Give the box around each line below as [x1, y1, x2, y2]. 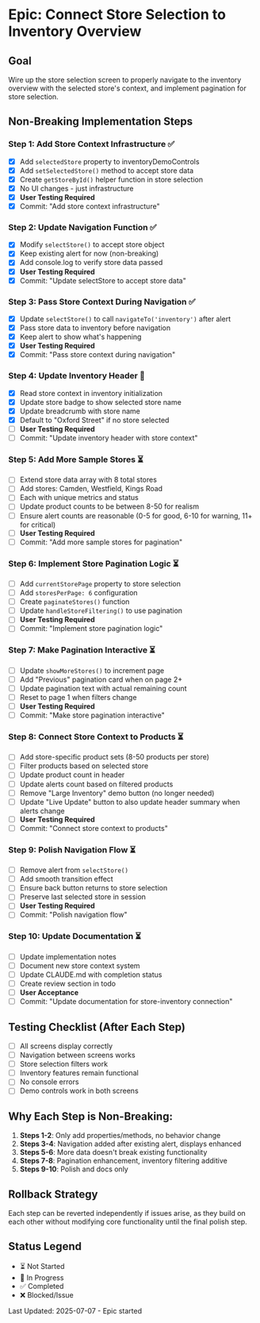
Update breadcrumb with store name [19, 406, 140, 416]
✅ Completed [19, 1281, 64, 1290]
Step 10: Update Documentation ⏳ [8, 931, 141, 942]
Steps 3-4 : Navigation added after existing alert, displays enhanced [19, 1139, 242, 1148]
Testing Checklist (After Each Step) [8, 1020, 186, 1033]
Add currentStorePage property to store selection [19, 579, 181, 588]
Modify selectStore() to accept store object [19, 240, 165, 249]
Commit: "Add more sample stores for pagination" [19, 537, 183, 547]
